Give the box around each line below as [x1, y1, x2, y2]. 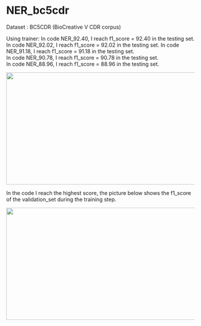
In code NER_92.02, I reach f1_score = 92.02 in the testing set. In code [6, 41, 179, 48]
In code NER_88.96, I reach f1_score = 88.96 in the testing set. [6, 60, 160, 68]
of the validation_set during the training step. [6, 196, 117, 203]
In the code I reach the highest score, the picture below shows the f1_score [6, 189, 191, 196]
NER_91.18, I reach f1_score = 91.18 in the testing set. [6, 47, 135, 54]
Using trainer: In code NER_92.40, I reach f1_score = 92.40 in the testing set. [6, 35, 195, 42]
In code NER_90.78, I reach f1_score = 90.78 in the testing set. [6, 54, 159, 61]
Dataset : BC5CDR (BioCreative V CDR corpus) [6, 23, 121, 31]
